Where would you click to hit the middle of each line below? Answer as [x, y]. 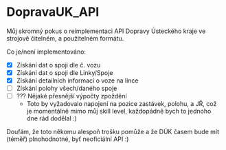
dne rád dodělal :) [52, 118]
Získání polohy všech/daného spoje [67, 88]
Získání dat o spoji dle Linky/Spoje [65, 73]
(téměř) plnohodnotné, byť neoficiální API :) [68, 139]
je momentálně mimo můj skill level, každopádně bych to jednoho [119, 111]
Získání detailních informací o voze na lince [77, 81]
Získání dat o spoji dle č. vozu [58, 65]
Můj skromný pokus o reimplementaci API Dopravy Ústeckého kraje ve [106, 31]
